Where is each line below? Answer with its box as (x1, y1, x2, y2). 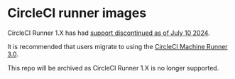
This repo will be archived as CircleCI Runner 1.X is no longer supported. (7, 63, 219, 72)
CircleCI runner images (7, 5, 147, 21)
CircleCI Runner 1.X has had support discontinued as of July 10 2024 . (7, 28, 211, 37)
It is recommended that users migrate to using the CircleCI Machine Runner (7, 42, 229, 51)
